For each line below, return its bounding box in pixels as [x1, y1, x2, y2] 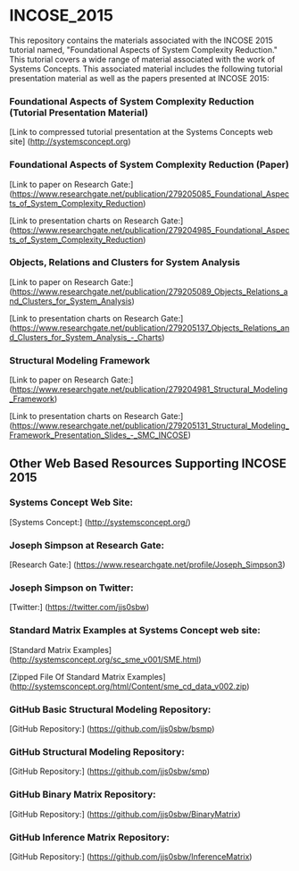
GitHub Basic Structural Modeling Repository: [9, 703, 212, 716]
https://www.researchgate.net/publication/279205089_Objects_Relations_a [12, 286, 288, 297]
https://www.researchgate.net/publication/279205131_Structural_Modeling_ [12, 421, 290, 431]
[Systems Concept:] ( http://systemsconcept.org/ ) [9, 516, 192, 527]
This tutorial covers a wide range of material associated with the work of [9, 54, 276, 64]
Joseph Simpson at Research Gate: [9, 539, 165, 551]
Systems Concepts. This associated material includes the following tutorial [9, 63, 283, 74]
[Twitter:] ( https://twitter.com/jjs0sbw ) [9, 602, 150, 613]
